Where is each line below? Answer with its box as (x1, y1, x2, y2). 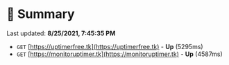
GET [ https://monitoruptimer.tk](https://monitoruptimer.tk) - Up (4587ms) (16, 50, 223, 58)
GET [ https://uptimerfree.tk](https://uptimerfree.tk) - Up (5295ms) (16, 42, 203, 50)
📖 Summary (6, 6, 75, 22)
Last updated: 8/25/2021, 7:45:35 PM (6, 29, 116, 37)
